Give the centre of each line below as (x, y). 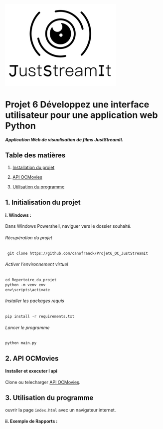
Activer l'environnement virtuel (37, 264)
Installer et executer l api (31, 371)
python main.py (21, 343)
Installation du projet (33, 167)
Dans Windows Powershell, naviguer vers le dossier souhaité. (68, 226)
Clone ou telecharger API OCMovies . (43, 382)
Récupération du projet (29, 237)
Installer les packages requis (35, 301)
